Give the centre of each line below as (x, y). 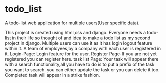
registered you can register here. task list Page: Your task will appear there (82, 59)
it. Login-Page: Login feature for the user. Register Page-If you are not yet (81, 54)
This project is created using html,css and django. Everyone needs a (76, 32)
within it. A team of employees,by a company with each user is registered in (83, 48)
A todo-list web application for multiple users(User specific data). (72, 23)
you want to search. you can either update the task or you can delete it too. (82, 70)
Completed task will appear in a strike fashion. (53, 75)
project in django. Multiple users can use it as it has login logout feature (79, 43)
